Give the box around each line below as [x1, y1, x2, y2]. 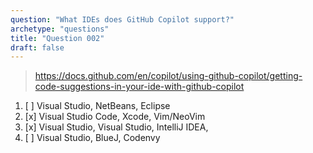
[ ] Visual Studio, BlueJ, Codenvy [24, 132, 161, 144]
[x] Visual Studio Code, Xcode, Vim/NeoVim [24, 111, 206, 123]
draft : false [10, 42, 65, 53]
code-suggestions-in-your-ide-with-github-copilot [34, 81, 245, 93]
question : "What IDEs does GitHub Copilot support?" [10, 14, 235, 25]
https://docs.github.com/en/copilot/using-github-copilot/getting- [34, 70, 303, 82]
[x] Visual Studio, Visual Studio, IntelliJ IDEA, [24, 121, 209, 133]
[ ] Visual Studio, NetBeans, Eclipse [24, 100, 171, 112]
